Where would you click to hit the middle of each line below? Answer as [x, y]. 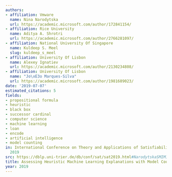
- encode [15, 133]
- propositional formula [32, 100]
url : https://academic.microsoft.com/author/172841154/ [71, 24]
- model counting [24, 143]
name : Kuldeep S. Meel [34, 48]
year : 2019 [17, 166]
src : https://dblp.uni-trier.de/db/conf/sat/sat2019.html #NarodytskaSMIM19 [88, 157]
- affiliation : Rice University [40, 29]
